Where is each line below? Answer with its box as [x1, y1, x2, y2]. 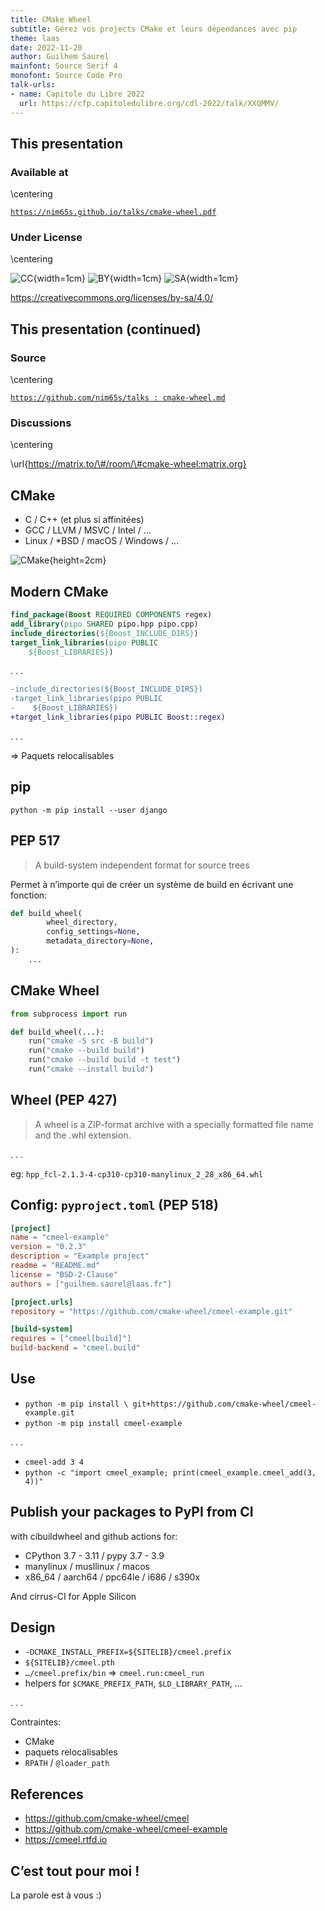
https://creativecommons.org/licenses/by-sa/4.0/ [10, 292, 214, 304]
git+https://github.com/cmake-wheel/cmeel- [132, 1399, 317, 1409]
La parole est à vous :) [10, 1889, 102, 1901]
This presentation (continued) [10, 321, 202, 338]
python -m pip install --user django [10, 805, 168, 815]
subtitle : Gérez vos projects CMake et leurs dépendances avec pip [10, 24, 298, 34]
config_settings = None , [46, 927, 141, 937]
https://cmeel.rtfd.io [24, 1834, 108, 1846]
